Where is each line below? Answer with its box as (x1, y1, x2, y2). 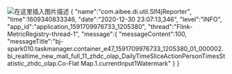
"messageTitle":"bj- (7, 37, 64, 45)
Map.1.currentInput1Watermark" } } (81, 59, 180, 67)
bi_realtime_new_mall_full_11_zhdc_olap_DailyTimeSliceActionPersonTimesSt (7, 52, 226, 60)
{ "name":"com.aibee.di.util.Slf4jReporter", (70, 8, 192, 15)
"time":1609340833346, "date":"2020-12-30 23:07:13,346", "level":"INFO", (7, 15, 222, 24)
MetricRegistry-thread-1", (7, 30, 80, 38)
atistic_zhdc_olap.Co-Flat (7, 59, 80, 67)
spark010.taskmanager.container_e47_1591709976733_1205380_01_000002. (7, 45, 224, 53)
